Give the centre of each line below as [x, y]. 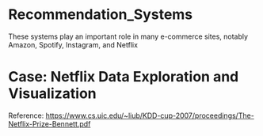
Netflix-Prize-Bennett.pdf [50, 123]
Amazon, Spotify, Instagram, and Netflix [73, 44]
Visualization [52, 94]
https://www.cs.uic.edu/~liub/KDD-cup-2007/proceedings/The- [150, 115]
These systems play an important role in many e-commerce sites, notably [128, 36]
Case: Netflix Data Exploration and [124, 77]
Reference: [26, 115]
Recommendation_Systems [101, 15]
